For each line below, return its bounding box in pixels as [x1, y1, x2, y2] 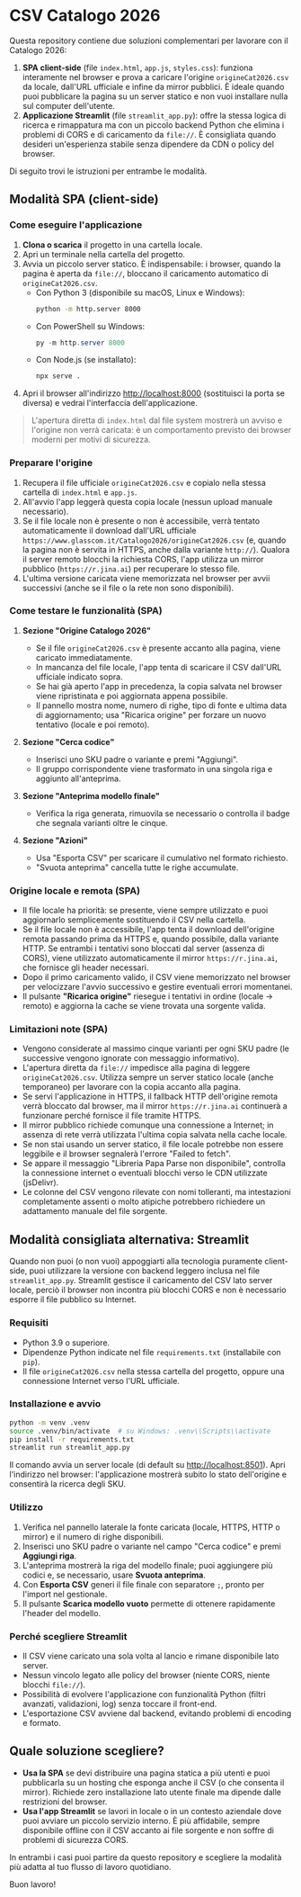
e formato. [22, 1717, 61, 1728]
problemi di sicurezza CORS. [22, 1834, 128, 1845]
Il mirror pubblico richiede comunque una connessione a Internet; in [22, 1119, 274, 1130]
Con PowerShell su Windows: [35, 320, 146, 331]
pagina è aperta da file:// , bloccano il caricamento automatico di [22, 267, 269, 279]
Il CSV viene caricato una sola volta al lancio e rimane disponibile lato [22, 1650, 279, 1661]
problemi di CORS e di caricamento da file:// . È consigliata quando [22, 129, 277, 139]
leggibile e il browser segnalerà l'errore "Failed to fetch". [22, 1148, 232, 1159]
